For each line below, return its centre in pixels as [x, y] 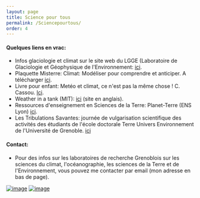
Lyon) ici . [26, 112]
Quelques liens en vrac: [36, 47]
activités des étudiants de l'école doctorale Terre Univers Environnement [104, 124]
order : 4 [17, 28]
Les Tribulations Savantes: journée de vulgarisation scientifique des [98, 118]
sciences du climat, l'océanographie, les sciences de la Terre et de [97, 164]
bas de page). [32, 176]
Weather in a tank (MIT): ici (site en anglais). [69, 99]
